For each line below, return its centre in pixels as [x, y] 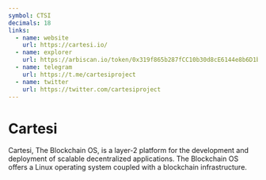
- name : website [42, 38]
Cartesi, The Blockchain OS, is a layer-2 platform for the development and [129, 151]
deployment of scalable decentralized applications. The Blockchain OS [123, 159]
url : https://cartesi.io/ [65, 45]
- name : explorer [44, 52]
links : [19, 30]
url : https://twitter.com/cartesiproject [91, 89]
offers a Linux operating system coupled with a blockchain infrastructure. [128, 167]
